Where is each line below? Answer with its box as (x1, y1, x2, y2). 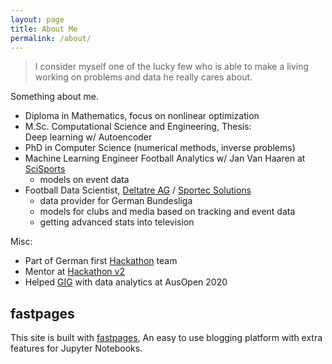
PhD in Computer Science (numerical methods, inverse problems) (24, 142, 296, 154)
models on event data (39, 174, 130, 186)
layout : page (10, 14, 65, 25)
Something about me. (10, 91, 99, 103)
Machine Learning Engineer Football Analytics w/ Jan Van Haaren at (24, 152, 306, 165)
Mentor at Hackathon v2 (24, 266, 125, 278)
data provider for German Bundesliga (39, 195, 193, 207)
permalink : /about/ (10, 33, 92, 43)
